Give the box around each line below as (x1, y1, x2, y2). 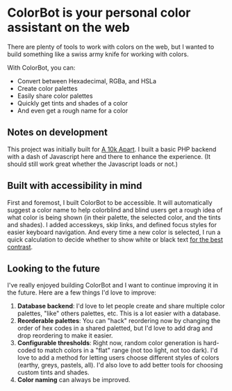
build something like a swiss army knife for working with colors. (7, 50, 189, 58)
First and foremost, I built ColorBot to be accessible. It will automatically (7, 198, 213, 206)
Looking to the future (7, 263, 101, 274)
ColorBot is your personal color (7, 5, 191, 21)
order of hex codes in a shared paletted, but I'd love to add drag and (17, 324, 213, 333)
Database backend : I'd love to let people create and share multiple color (17, 302, 226, 310)
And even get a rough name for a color (17, 106, 129, 115)
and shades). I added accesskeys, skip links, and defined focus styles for (7, 220, 217, 228)
